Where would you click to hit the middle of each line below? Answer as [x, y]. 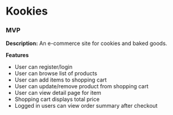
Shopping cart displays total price [57, 99]
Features [17, 55]
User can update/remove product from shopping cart [82, 86]
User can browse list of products [56, 74]
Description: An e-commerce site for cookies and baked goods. [86, 43]
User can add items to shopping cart [61, 80]
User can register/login [43, 67]
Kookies [27, 11]
